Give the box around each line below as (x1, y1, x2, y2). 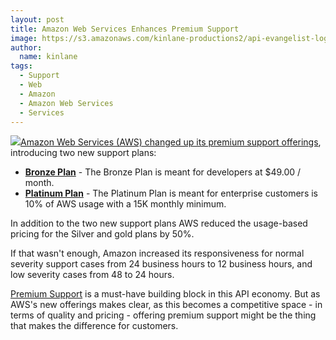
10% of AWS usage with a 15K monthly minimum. (24, 198, 227, 210)
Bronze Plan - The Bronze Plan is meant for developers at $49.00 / (24, 166, 302, 178)
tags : (10, 61, 33, 71)
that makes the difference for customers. (10, 320, 179, 332)
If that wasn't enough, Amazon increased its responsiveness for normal (10, 247, 305, 260)
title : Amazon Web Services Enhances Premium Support (10, 24, 240, 34)
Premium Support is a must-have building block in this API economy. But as (10, 288, 321, 300)
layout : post (10, 14, 65, 25)
